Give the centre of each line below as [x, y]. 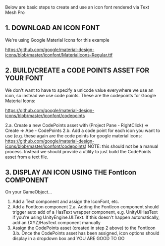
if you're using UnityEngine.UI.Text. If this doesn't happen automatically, [86, 217]
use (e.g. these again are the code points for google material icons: [74, 135]
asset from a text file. [27, 157]
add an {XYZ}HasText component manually [56, 223]
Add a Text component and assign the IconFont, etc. [66, 202]
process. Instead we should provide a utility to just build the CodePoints [78, 151]
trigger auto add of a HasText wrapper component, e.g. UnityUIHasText [85, 212]
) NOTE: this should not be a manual [122, 146]
